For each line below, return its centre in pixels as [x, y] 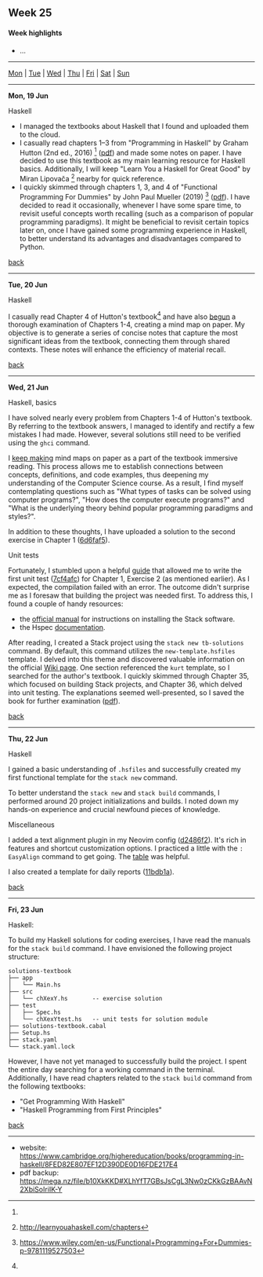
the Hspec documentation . [62, 628]
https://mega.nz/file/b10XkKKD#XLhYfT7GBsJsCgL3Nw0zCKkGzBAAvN [136, 1181]
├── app [21, 978]
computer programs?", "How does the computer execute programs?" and [126, 500]
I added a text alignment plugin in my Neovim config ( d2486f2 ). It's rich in [127, 840]
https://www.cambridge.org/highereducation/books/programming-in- [131, 1156]
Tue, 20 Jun [28, 284]
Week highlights [35, 33]
